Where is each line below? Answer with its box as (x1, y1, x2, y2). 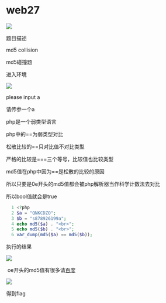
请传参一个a (6, 105, 35, 113)
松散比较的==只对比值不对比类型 (6, 143, 85, 150)
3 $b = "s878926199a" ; (11, 215, 67, 222)
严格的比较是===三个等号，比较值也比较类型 (6, 155, 114, 162)
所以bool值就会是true (6, 193, 57, 200)
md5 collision (6, 46, 39, 53)
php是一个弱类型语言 (6, 118, 57, 125)
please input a (6, 93, 40, 100)
